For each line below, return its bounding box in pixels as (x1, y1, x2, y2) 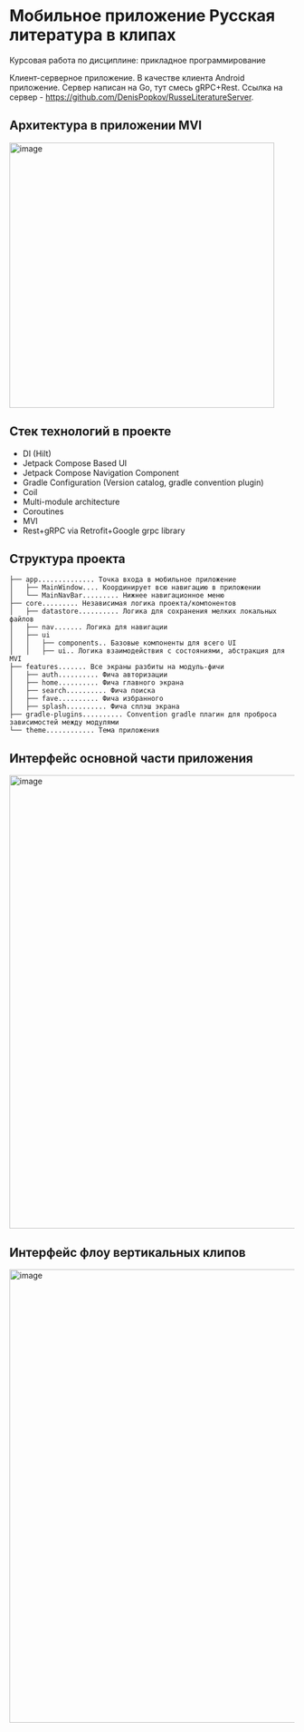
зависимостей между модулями (9, 718, 119, 727)
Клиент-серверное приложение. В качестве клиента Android (9, 72, 245, 83)
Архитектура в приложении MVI (9, 118, 202, 133)
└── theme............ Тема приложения (9, 726, 160, 735)
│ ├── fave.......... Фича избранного (9, 695, 165, 704)
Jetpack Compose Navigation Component (22, 467, 179, 478)
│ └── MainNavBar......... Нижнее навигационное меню (9, 591, 224, 600)
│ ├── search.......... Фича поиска (9, 686, 156, 696)
